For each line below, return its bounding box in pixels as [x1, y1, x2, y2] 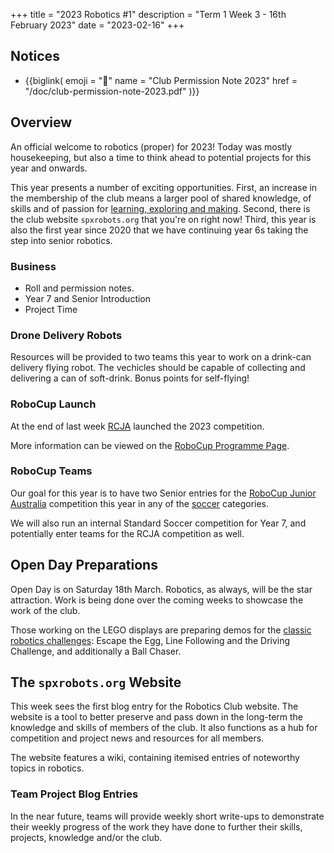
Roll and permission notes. [24, 282, 135, 294]
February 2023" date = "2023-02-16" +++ [10, 19, 185, 31]
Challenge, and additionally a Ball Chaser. [10, 645, 182, 657]
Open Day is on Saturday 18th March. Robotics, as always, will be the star [10, 583, 313, 595]
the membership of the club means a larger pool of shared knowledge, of [10, 192, 312, 204]
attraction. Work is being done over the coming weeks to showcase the [10, 594, 304, 606]
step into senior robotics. [10, 234, 113, 246]
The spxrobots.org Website [10, 674, 182, 691]
